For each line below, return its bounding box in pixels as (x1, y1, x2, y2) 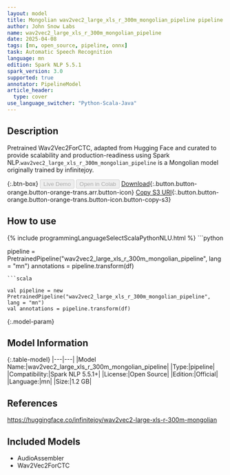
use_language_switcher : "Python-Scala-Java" (7, 100, 137, 107)
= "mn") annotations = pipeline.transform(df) (7, 261, 134, 270)
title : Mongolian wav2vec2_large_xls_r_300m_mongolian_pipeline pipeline (7, 17, 224, 23)
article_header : (7, 87, 54, 94)
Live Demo (43, 180, 71, 188)
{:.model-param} (7, 317, 55, 325)
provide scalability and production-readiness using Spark (7, 151, 170, 159)
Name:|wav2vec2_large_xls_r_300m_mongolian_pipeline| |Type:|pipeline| (7, 363, 216, 371)
